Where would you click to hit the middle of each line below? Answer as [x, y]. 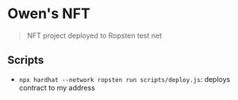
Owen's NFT [49, 14]
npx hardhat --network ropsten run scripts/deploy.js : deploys [125, 79]
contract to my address [57, 87]
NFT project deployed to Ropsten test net [94, 35]
